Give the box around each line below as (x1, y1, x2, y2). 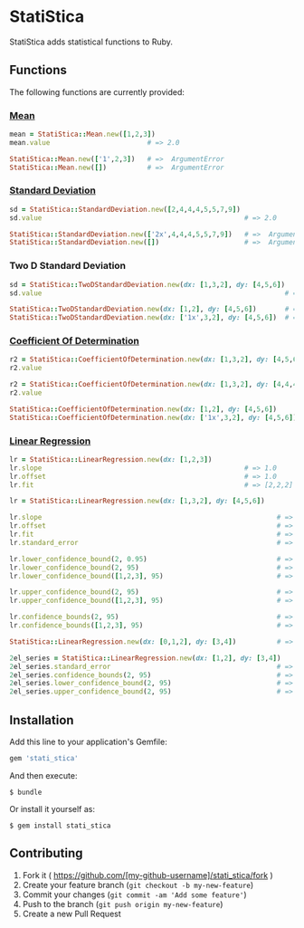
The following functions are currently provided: (9, 86, 185, 97)
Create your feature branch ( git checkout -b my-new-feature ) (22, 879, 254, 890)
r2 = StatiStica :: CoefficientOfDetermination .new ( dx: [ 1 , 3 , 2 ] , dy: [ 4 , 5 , (9, 355, 294, 364)
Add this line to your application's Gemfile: (9, 736, 167, 748)
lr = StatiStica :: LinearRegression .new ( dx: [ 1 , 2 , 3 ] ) (9, 454, 213, 464)
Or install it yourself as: (9, 803, 95, 814)
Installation (9, 713, 74, 728)
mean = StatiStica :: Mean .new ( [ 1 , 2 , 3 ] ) (9, 129, 156, 139)
